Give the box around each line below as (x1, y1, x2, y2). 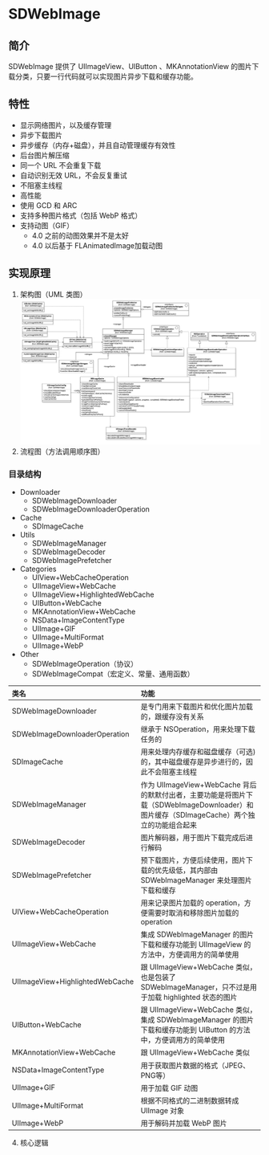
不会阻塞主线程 (147, 767, 198, 777)
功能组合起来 (155, 820, 198, 830)
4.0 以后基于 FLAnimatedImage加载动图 (31, 240, 163, 250)
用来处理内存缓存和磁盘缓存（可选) (140, 747, 256, 757)
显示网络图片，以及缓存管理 (19, 120, 112, 129)
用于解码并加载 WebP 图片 (140, 1118, 227, 1128)
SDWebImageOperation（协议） (31, 659, 139, 669)
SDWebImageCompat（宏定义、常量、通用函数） (31, 669, 195, 679)
